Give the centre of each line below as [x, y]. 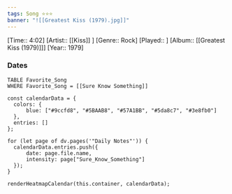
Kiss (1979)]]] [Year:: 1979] [45, 47]
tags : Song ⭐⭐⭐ [30, 14]
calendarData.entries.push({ [56, 147]
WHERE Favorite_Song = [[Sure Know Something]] [78, 86]
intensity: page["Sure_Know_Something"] [85, 159]
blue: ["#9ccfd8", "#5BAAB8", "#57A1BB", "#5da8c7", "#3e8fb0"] [121, 110]
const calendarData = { [42, 98]
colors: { [28, 104]
